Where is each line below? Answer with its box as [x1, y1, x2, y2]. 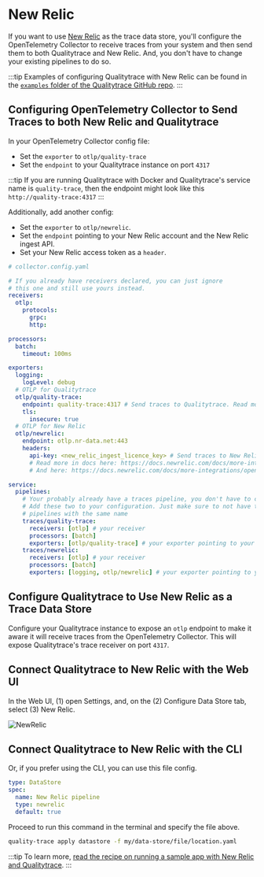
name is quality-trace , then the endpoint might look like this [8, 183, 205, 193]
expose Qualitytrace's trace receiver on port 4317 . [8, 640, 170, 649]
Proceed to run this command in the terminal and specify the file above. [8, 822, 240, 831]
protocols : [22, 306, 58, 314]
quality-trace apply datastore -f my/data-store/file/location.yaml [8, 837, 237, 846]
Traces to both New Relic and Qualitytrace [8, 116, 219, 129]
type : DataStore [8, 779, 61, 786]
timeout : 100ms [22, 350, 72, 357]
